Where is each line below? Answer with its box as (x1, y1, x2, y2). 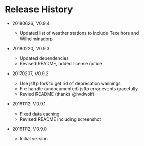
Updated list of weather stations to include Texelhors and (19, 30, 139, 36)
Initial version (19, 135, 48, 141)
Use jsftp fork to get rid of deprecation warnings (19, 80, 121, 86)
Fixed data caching (19, 111, 60, 117)
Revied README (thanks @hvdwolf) (19, 91, 95, 97)
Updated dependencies (19, 55, 69, 61)
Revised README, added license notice (19, 60, 102, 66)
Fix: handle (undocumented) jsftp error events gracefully (19, 85, 138, 92)
